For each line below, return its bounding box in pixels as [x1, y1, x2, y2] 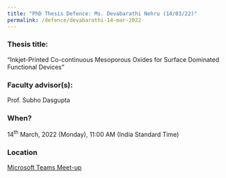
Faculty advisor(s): [7, 80, 73, 90]
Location [7, 147, 38, 157]
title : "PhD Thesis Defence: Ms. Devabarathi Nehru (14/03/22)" [7, 10, 197, 17]
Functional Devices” [7, 63, 65, 71]
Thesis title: [7, 40, 49, 49]
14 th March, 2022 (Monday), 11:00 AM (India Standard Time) [7, 129, 179, 139]
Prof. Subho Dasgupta [7, 96, 71, 104]
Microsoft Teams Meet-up [7, 163, 82, 172]
